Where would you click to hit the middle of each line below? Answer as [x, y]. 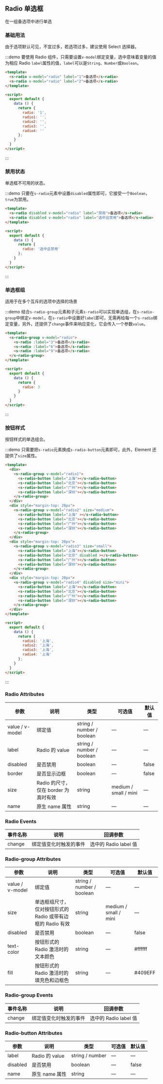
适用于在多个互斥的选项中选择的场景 [41, 301]
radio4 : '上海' [37, 654]
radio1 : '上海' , [38, 641]
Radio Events [21, 821]
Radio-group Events [29, 995]
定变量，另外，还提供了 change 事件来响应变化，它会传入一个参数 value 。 [76, 324]
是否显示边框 [51, 774]
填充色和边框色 [52, 981]
